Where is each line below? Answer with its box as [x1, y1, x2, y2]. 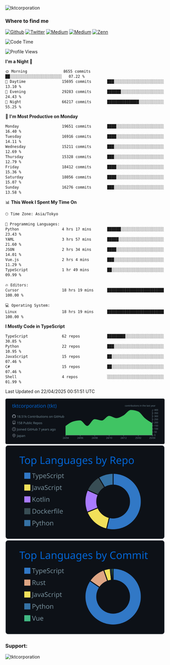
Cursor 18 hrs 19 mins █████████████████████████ [5, 288, 164, 293]
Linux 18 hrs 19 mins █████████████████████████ [5, 309, 164, 314]
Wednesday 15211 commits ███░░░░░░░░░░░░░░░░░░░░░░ [5, 144, 164, 149]
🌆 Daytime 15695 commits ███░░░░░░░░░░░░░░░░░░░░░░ [5, 79, 164, 84]
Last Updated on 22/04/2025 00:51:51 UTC [5, 389, 95, 395]
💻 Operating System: [5, 303, 51, 308]
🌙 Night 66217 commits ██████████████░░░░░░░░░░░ [5, 100, 164, 105]
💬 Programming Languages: [5, 221, 60, 227]
